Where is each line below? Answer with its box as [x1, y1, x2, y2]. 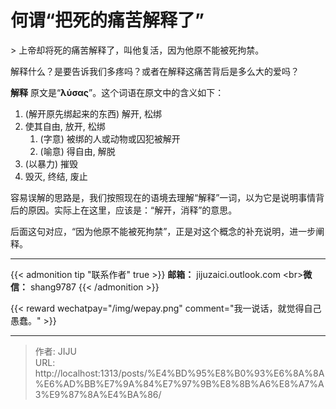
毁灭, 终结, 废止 [24, 170, 88, 182]
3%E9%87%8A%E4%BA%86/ [34, 388, 162, 400]
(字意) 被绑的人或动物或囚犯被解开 [39, 132, 181, 145]
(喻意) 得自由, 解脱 [39, 145, 116, 157]
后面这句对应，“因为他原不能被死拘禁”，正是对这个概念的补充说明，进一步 [10, 225, 317, 237]
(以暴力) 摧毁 [24, 157, 78, 170]
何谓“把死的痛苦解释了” [10, 9, 205, 32]
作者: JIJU [34, 345, 77, 357]
